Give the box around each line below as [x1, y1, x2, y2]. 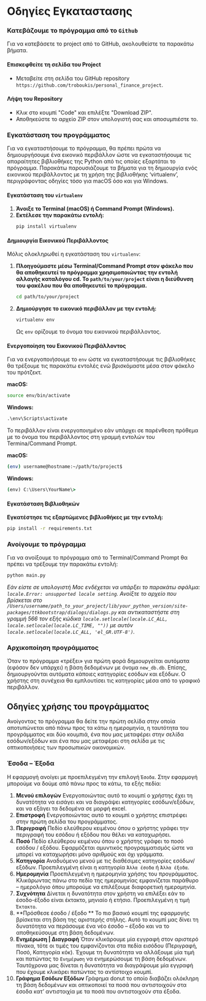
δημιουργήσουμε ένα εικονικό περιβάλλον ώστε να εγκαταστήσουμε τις [7, 151, 192, 159]
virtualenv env [15, 317, 55, 323]
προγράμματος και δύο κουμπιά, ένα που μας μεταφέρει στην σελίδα [7, 730, 185, 738]
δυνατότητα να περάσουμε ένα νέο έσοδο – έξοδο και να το [15, 922, 170, 930]
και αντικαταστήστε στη [118, 609, 180, 616]
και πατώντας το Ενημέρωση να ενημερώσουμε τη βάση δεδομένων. [15, 955, 188, 962]
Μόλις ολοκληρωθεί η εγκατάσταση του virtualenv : [7, 250, 141, 258]
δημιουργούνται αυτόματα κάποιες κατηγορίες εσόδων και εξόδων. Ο [7, 670, 186, 678]
